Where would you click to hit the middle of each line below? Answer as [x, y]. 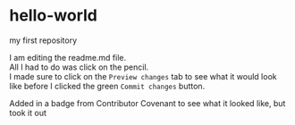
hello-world [54, 16]
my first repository [43, 40]
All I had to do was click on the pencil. [79, 67]
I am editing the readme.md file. [68, 57]
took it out [28, 112]
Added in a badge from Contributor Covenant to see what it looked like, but [147, 103]
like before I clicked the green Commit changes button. [107, 86]
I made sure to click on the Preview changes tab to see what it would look [143, 76]
